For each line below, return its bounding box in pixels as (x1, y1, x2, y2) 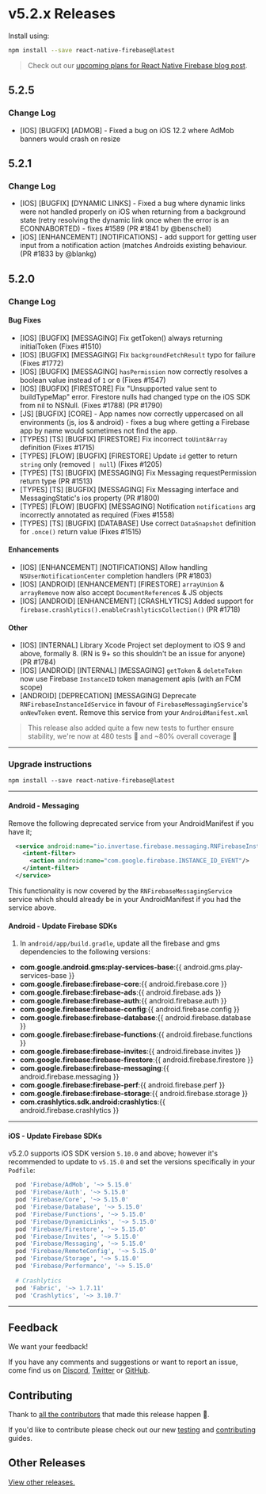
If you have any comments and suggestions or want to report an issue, (8, 1357, 238, 1367)
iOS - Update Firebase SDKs (8, 1131, 103, 1141)
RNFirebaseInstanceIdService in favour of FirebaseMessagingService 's (19, 699, 248, 709)
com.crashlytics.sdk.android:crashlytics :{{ (19, 1097, 166, 1106)
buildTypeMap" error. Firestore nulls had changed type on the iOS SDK (19, 392, 251, 401)
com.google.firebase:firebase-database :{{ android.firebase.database (19, 1013, 252, 1022)
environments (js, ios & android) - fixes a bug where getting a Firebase (19, 417, 250, 426)
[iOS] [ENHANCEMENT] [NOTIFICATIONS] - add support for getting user (19, 232, 257, 242)
